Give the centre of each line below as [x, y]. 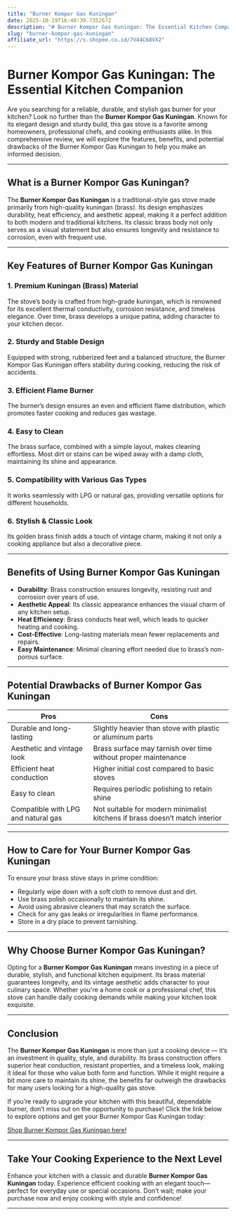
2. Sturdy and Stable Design [56, 342]
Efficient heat [33, 768]
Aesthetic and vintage [47, 748]
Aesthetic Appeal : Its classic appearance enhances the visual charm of [121, 604]
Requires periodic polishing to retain [152, 789]
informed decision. [34, 154]
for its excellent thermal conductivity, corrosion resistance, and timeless [111, 309]
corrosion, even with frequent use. [57, 237]
